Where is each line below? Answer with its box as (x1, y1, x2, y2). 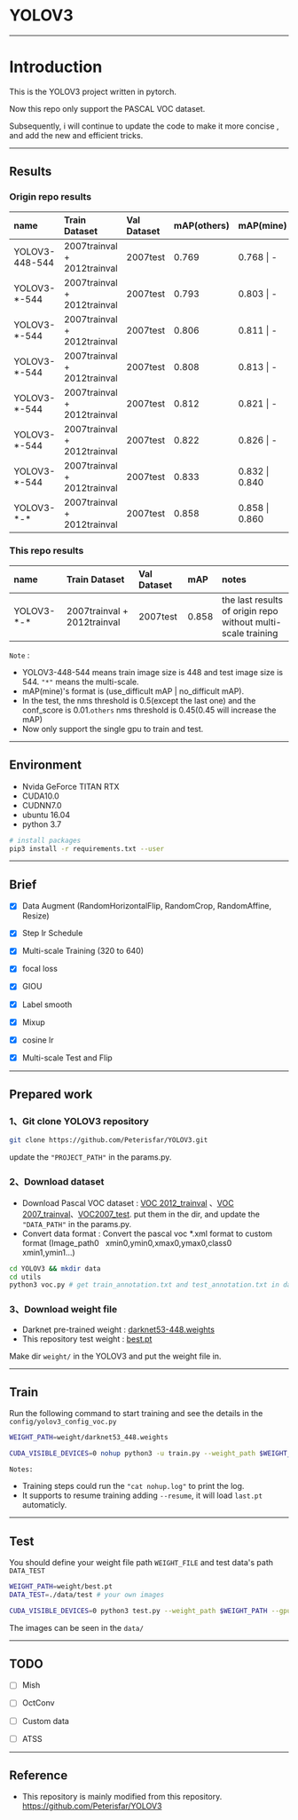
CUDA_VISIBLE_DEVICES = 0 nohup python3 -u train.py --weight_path (9, 1449, 255, 1458)
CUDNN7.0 (21, 800, 62, 810)
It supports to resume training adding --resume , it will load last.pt (21, 1490, 263, 1501)
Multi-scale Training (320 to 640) (21, 946, 145, 957)
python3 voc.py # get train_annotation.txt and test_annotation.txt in (9, 1280, 279, 1289)
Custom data (21, 1715, 69, 1726)
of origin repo (221, 604, 278, 617)
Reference (9, 1768, 68, 1784)
